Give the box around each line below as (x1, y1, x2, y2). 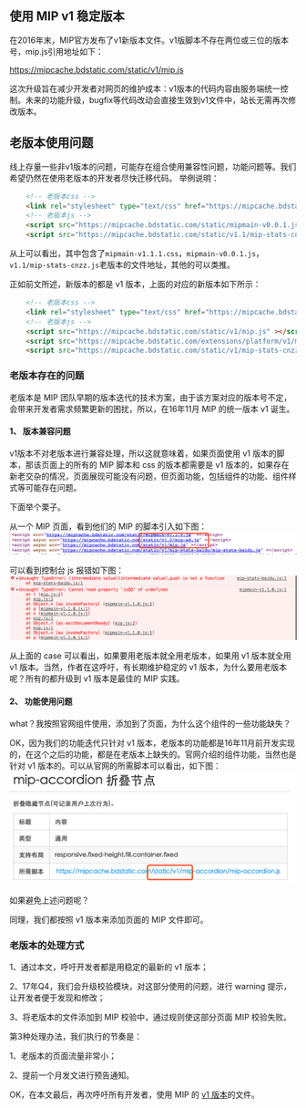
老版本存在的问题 (9, 369, 85, 382)
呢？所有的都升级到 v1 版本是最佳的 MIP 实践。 (9, 673, 185, 684)
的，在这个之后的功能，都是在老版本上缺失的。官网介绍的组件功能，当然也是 (9, 749, 297, 760)
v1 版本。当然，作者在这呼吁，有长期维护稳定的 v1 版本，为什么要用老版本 (9, 662, 287, 673)
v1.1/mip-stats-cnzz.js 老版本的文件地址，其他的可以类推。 (9, 259, 235, 270)
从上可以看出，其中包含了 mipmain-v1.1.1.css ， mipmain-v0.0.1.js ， (9, 248, 264, 258)
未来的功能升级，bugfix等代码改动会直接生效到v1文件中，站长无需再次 (25, 94, 289, 105)
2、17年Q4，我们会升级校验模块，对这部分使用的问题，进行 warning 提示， (9, 980, 292, 991)
